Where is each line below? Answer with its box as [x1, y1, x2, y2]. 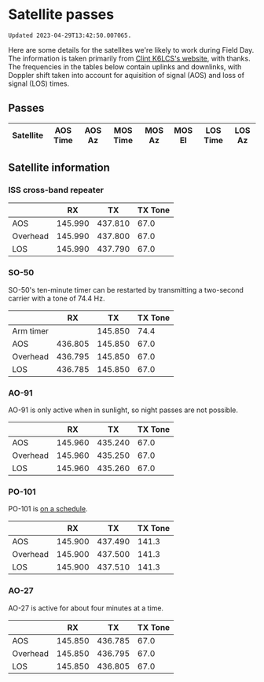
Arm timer [12, 325, 49, 336]
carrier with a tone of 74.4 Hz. [8, 293, 105, 303]
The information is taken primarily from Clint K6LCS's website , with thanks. [8, 53, 251, 63]
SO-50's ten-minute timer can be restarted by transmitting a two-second [8, 285, 244, 294]
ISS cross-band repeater [8, 185, 104, 196]
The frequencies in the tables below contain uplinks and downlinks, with [8, 61, 242, 72]
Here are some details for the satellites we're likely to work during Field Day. [8, 45, 255, 54]
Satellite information [8, 161, 110, 175]
